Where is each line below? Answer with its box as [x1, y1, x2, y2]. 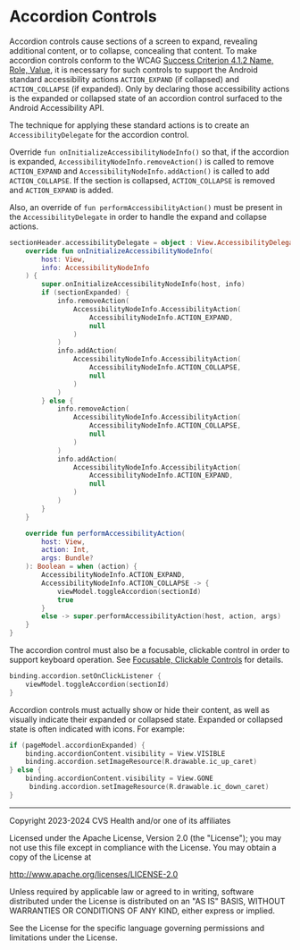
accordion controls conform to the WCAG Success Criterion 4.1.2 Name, [9, 55, 274, 65]
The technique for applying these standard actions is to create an [9, 119, 250, 131]
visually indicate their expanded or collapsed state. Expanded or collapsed [9, 714, 284, 725]
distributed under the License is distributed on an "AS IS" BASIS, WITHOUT [9, 895, 286, 906]
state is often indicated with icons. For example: [9, 723, 185, 734]
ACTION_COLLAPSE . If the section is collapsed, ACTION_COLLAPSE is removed [9, 174, 275, 185]
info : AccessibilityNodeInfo [41, 263, 150, 272]
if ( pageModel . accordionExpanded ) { [9, 741, 146, 750]
